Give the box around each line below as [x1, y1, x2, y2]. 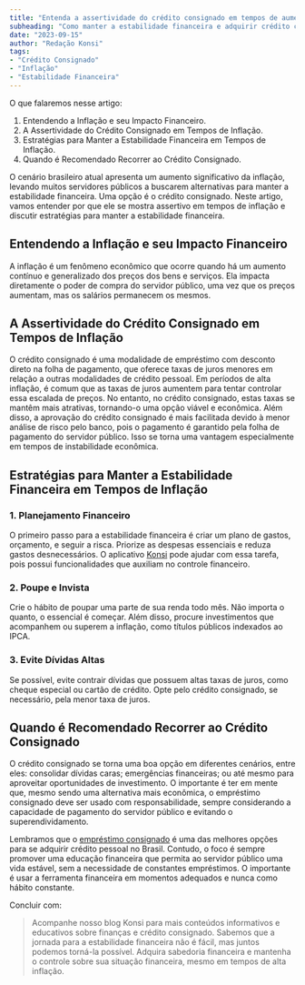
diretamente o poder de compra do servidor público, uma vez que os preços [9, 279, 295, 291]
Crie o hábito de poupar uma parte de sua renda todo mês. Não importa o [9, 602, 285, 613]
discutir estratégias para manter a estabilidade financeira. [9, 210, 225, 221]
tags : [9, 47, 30, 56]
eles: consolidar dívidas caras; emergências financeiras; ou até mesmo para [9, 768, 295, 779]
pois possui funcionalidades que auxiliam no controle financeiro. [9, 558, 251, 569]
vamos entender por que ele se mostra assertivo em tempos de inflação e [9, 200, 286, 211]
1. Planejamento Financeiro [9, 508, 131, 521]
